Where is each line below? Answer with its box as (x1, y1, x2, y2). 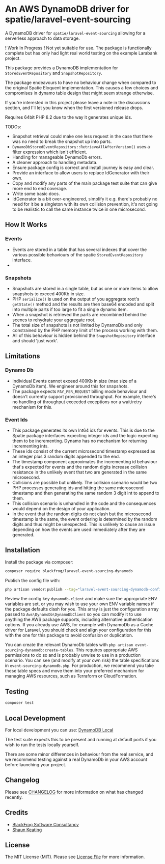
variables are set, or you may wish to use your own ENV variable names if (5, 601, 154, 607)
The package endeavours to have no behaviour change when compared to (5, 80, 156, 85)
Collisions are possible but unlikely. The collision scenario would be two (12, 479, 158, 485)
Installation (5, 546, 40, 555)
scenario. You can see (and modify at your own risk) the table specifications (5, 657, 160, 664)
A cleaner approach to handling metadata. (12, 159, 98, 165)
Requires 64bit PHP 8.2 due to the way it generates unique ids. (5, 114, 133, 120)
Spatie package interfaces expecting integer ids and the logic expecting (12, 432, 158, 438)
